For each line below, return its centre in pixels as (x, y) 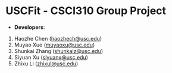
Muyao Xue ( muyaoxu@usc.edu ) (54, 45)
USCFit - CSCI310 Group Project (86, 11)
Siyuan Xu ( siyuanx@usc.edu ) (51, 57)
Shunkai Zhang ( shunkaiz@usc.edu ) (59, 51)
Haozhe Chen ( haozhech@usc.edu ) (58, 38)
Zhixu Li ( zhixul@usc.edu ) (46, 64)
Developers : (29, 27)
